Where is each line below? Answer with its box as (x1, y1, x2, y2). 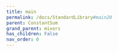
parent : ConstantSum (6, 20, 59, 26)
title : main (6, 8, 36, 15)
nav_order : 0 (6, 36, 39, 42)
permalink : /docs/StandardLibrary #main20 (6, 14, 113, 20)
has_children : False (6, 31, 59, 37)
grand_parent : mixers (6, 25, 61, 32)
